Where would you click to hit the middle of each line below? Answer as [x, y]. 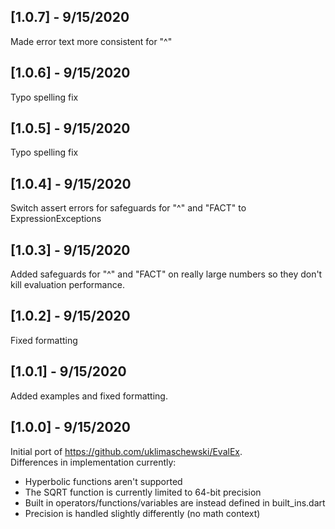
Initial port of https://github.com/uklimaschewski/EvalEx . [126, 451]
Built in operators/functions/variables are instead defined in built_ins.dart [175, 502]
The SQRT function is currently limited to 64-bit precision [143, 492]
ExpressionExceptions [56, 219]
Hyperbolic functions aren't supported [103, 481]
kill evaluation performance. [67, 285]
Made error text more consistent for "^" [91, 41]
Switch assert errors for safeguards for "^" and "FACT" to [128, 208]
